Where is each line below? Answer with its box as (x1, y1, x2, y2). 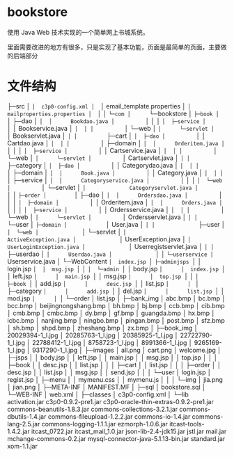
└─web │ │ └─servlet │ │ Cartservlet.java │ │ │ (7, 154, 190, 162)
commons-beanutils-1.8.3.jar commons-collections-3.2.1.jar (7, 405, 178, 413)
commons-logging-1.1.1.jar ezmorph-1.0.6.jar (41, 419, 169, 428)
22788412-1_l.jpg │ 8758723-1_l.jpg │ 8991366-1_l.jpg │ (32, 338, 193, 346)
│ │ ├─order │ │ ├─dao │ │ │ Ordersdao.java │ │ (7, 191, 223, 199)
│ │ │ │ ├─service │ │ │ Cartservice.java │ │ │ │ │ (7, 146, 218, 154)
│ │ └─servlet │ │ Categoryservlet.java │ (7, 183, 198, 191)
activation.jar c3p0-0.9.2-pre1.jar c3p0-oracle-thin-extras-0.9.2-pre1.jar (7, 397, 214, 406)
